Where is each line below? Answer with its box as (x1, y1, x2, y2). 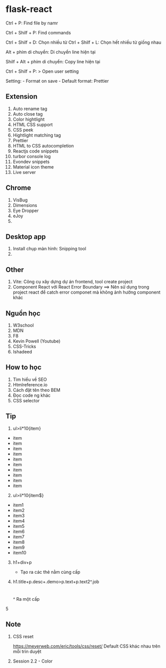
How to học (5, 363, 42, 372)
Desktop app (5, 232, 46, 241)
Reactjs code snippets (12, 148, 59, 154)
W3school (12, 323, 34, 328)
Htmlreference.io (12, 381, 48, 387)
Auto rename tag (12, 106, 48, 112)
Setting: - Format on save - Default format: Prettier (5, 78, 109, 84)
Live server (12, 169, 36, 175)
